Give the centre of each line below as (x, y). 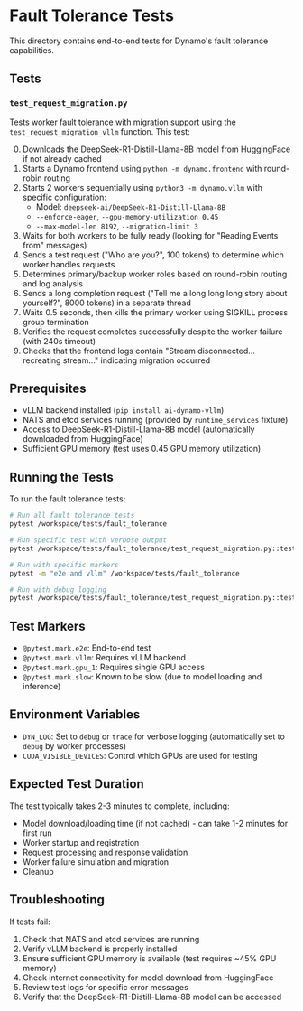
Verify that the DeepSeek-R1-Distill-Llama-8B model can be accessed (152, 997)
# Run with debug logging (58, 590)
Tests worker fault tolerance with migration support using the (123, 122)
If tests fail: (30, 922)
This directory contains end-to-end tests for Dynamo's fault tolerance (139, 41)
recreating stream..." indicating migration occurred (116, 360)
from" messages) (55, 245)
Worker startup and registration (81, 842)
